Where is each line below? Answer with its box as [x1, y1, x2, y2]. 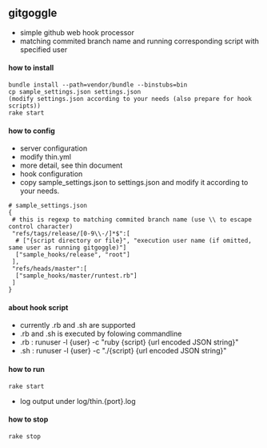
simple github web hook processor [19, 27, 134, 37]
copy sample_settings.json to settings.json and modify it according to [19, 178, 249, 188]
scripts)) [8, 102, 42, 111]
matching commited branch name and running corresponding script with [19, 36, 260, 46]
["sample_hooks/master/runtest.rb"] [15, 272, 137, 280]
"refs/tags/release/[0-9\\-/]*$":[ [11, 230, 130, 238]
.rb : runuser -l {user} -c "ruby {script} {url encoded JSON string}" [19, 337, 239, 347]
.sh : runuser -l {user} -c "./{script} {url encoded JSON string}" [19, 346, 227, 356]
